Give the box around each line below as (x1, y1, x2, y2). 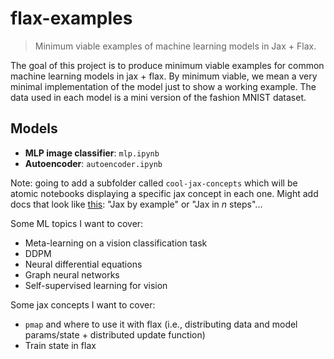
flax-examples (10, 7, 133, 30)
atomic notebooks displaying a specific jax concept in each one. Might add (10, 187, 319, 199)
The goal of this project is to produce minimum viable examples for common (10, 59, 325, 71)
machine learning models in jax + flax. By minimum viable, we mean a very (10, 70, 318, 82)
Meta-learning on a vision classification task (24, 237, 208, 249)
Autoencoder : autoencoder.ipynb (24, 157, 163, 169)
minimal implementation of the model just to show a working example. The (10, 80, 317, 92)
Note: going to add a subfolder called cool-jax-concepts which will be (10, 177, 298, 189)
